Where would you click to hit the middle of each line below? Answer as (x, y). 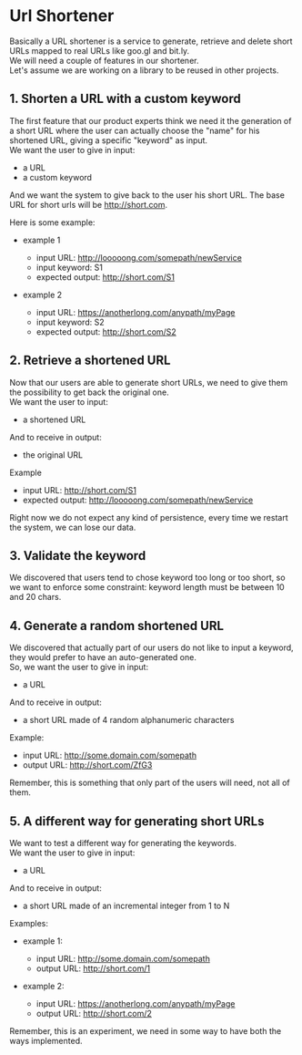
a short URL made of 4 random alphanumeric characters (128, 720)
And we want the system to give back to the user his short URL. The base (147, 195)
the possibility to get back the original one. (90, 392)
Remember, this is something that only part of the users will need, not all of (150, 783)
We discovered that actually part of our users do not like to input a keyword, (151, 647)
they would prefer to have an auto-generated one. (103, 657)
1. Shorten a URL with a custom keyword (125, 99)
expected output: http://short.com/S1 (106, 277)
